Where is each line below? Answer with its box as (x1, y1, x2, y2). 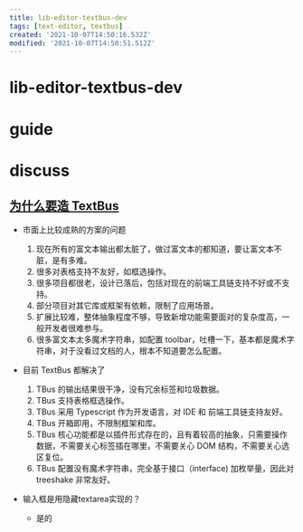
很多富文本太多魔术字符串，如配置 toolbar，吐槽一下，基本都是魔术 (35, 334, 287, 345)
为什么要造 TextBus (9, 198, 119, 214)
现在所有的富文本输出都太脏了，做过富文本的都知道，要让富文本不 (35, 243, 282, 254)
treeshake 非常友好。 (35, 474, 116, 485)
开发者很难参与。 (43, 322, 109, 333)
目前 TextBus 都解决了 (22, 364, 106, 375)
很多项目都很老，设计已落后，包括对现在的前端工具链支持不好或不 (35, 277, 282, 288)
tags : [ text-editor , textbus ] (9, 22, 124, 31)
